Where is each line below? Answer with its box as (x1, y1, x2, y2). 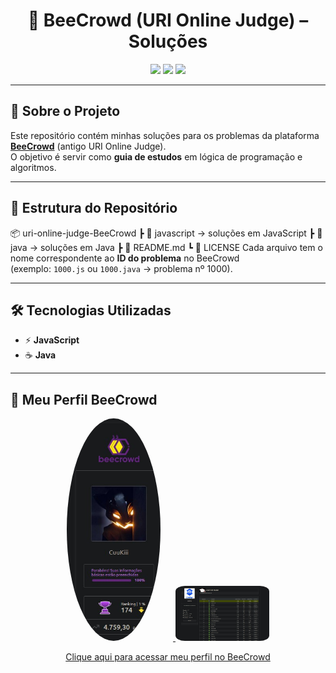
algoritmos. (10, 161, 57, 173)
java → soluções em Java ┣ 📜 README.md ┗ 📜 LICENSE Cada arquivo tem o (10, 241, 323, 253)
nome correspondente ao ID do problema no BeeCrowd (10, 252, 240, 264)
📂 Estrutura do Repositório (10, 200, 178, 217)
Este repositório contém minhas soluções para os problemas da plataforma (10, 129, 320, 141)
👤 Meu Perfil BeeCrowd (10, 391, 158, 408)
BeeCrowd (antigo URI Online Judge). (10, 140, 167, 152)
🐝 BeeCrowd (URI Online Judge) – (27, 9, 309, 32)
